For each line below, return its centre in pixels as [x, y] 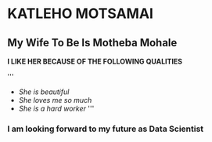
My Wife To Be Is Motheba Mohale [92, 43]
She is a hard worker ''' [56, 108]
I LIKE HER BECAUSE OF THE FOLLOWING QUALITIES [95, 61]
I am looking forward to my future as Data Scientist [106, 129]
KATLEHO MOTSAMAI [81, 14]
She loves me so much [55, 100]
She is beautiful [44, 92]
